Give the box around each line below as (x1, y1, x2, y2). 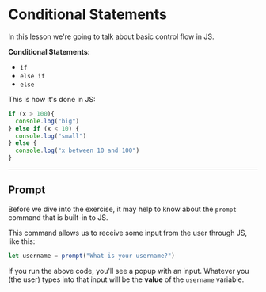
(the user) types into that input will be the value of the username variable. (8, 275, 245, 284)
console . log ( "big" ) (15, 117, 80, 125)
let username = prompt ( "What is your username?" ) (8, 252, 176, 260)
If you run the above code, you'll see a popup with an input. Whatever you (8, 266, 249, 275)
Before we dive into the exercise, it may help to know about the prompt (8, 204, 237, 214)
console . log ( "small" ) (15, 132, 87, 140)
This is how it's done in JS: (8, 94, 97, 104)
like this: (8, 236, 36, 246)
